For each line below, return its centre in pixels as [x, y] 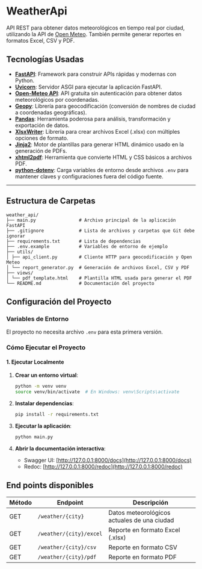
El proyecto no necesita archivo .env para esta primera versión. [85, 332]
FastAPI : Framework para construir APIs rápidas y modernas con [95, 74]
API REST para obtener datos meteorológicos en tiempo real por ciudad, [96, 28]
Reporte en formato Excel [144, 530]
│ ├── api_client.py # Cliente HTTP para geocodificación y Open [99, 257]
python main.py [34, 437]
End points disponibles [50, 486]
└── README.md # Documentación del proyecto [80, 283]
